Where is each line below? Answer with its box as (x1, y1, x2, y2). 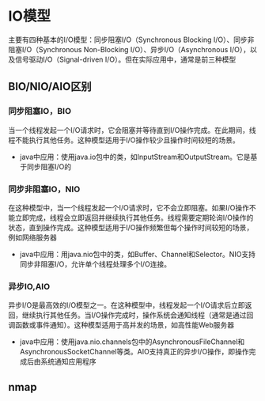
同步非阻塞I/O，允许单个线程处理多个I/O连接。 (19, 259, 172, 269)
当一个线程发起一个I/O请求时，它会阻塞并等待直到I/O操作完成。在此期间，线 (8, 125, 257, 134)
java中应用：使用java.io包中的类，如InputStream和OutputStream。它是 (19, 152, 251, 161)
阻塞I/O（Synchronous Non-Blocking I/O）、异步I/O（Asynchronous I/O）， (8, 44, 251, 54)
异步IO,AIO (8, 281, 51, 292)
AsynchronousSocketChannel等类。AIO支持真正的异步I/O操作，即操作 (19, 347, 249, 357)
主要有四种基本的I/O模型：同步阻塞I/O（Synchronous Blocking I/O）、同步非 (8, 35, 255, 44)
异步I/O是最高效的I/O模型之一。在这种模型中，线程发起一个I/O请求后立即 (8, 301, 245, 310)
